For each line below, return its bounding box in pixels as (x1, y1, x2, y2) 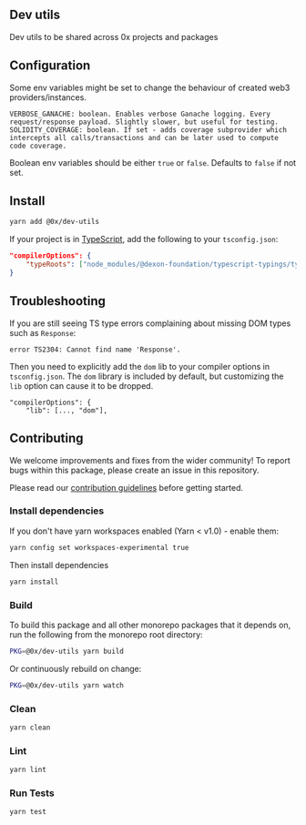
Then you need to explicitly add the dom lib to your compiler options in (9, 361, 270, 372)
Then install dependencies (9, 559, 109, 570)
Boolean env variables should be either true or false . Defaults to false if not (9, 157, 297, 168)
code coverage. (9, 141, 67, 150)
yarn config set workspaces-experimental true (9, 543, 189, 552)
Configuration (9, 58, 91, 74)
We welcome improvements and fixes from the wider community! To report (9, 454, 291, 465)
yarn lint (9, 765, 47, 775)
